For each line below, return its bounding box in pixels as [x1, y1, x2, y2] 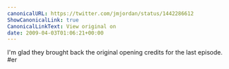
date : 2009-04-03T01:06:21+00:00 [7, 29, 104, 37]
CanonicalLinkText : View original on [7, 23, 117, 30]
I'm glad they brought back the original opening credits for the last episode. [7, 48, 223, 57]
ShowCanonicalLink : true [7, 17, 79, 23]
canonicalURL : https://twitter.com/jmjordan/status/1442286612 [7, 10, 194, 17]
